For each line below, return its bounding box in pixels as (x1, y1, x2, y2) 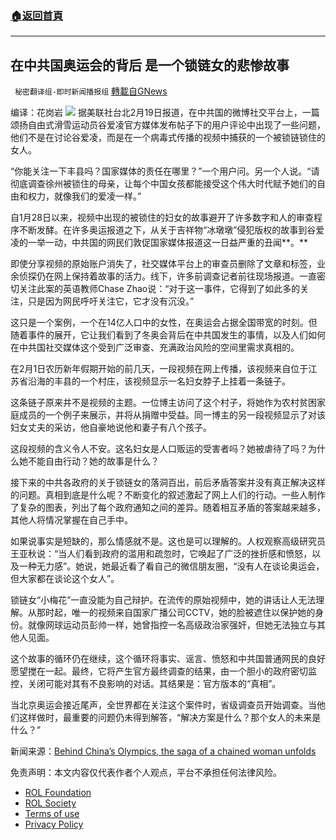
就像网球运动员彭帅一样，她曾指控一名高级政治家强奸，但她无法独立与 (27, 619, 317, 631)
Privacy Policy (24, 818, 84, 831)
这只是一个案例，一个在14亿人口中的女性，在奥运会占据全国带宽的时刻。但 (10, 317, 318, 329)
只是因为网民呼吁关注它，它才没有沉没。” (27, 295, 195, 307)
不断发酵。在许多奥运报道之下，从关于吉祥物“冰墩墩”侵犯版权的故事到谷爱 (18, 224, 325, 236)
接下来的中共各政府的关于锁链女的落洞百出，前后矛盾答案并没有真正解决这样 (10, 477, 326, 489)
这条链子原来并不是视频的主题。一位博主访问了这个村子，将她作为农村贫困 (10, 397, 317, 409)
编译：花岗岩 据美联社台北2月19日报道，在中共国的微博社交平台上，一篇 (10, 107, 320, 119)
